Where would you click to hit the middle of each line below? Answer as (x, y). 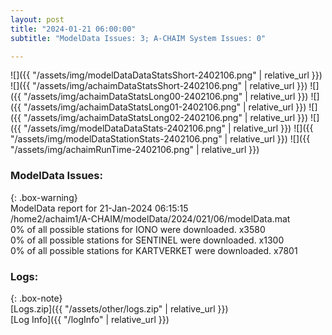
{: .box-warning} (44, 197)
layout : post (37, 19)
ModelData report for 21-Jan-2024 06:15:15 (99, 208)
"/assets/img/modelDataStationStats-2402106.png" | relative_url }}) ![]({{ (160, 139)
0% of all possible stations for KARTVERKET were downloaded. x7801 (154, 250)
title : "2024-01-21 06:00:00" (73, 29)
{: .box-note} (36, 298)
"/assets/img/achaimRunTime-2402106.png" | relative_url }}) (135, 150)
